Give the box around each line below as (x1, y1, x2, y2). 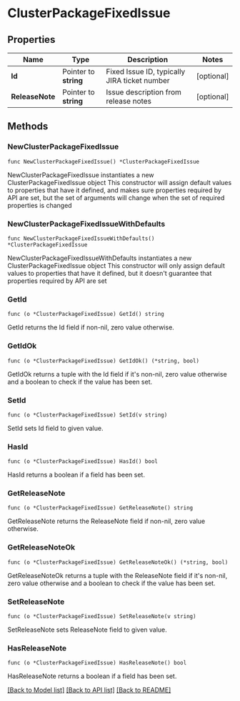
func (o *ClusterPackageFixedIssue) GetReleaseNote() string (7, 504, 194, 512)
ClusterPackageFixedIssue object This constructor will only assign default (7, 261, 225, 269)
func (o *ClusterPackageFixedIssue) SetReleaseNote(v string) (7, 613, 196, 620)
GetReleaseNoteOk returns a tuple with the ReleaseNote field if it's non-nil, (7, 571, 228, 580)
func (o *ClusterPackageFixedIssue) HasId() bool (7, 458, 159, 465)
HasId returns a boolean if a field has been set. (7, 470, 145, 479)
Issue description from (106, 87, 182, 97)
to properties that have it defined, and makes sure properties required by (7, 186, 221, 194)
